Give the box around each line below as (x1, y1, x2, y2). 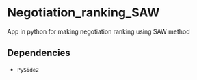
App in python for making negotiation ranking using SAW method (7, 27, 190, 36)
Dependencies (7, 47, 70, 59)
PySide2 (16, 66, 39, 73)
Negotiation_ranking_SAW (7, 5, 160, 21)
